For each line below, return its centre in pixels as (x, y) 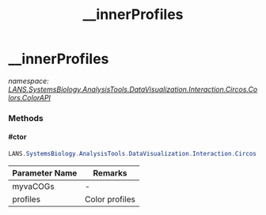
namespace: (28, 81)
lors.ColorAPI (30, 97)
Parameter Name (45, 173)
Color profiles (110, 199)
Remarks (110, 173)
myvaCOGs (33, 186)
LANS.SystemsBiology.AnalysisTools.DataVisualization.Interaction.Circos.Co (133, 89)
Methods (26, 118)
